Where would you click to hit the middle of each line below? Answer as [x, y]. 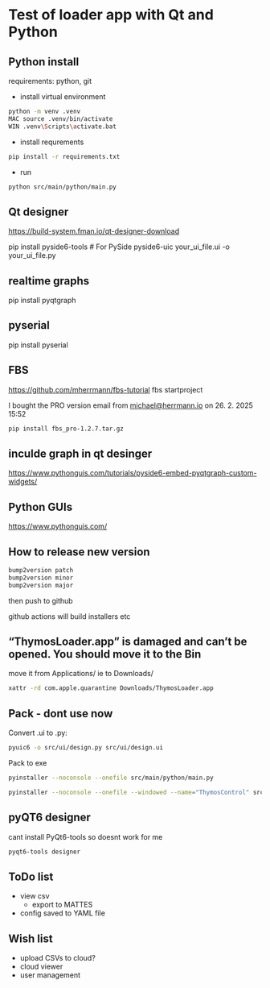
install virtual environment [63, 97]
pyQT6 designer [49, 818]
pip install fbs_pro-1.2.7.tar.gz [66, 429]
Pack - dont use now [61, 714]
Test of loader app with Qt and [111, 15]
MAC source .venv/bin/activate [61, 118]
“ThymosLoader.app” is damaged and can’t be [128, 641]
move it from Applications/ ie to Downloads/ [81, 674]
